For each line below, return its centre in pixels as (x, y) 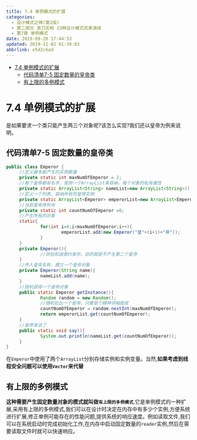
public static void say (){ (52, 330)
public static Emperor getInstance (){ (67, 292)
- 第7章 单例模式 (30, 33)
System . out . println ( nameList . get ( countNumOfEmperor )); (108, 336)
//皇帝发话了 (33, 325)
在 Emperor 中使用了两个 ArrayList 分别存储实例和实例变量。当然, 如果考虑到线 (97, 359)
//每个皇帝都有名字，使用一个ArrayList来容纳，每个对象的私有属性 (90, 183)
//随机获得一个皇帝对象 (44, 287)
